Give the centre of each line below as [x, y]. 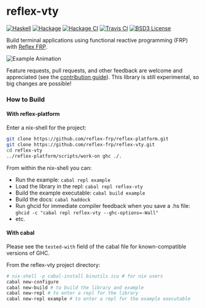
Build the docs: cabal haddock [53, 199]
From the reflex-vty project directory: [53, 264]
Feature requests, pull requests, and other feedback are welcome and [95, 70]
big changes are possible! [39, 83]
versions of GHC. [28, 253]
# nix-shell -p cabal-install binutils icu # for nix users [85, 276]
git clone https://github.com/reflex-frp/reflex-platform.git [87, 139]
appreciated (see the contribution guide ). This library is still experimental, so [103, 77]
